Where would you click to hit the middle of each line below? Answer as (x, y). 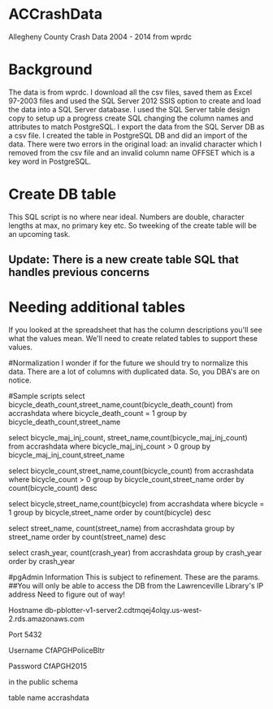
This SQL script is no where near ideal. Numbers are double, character (127, 217)
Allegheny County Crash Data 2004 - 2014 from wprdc (100, 37)
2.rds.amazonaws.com (47, 619)
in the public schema (43, 682)
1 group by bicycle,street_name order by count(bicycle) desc (110, 513)
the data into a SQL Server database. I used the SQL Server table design (129, 109)
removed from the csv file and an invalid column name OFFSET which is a (132, 152)
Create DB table (62, 194)
